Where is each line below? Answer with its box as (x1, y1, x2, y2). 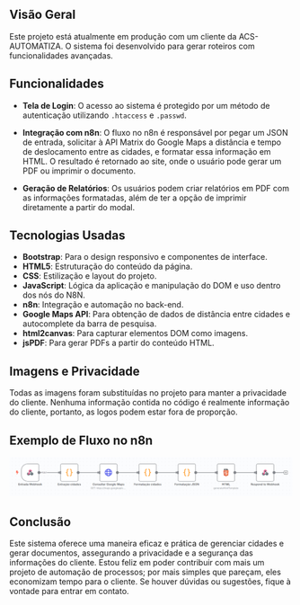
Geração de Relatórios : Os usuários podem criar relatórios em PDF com (22, 182, 290, 193)
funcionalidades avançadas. (9, 49, 114, 61)
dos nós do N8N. (22, 289, 85, 300)
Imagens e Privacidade (9, 363, 141, 378)
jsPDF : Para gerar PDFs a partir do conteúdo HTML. (22, 337, 215, 349)
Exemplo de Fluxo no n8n (9, 432, 154, 448)
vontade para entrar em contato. (9, 586, 129, 597)
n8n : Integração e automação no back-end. (22, 299, 184, 310)
